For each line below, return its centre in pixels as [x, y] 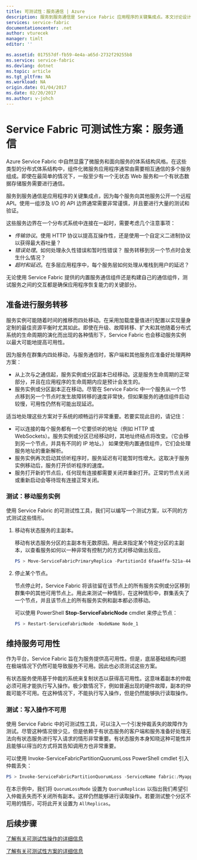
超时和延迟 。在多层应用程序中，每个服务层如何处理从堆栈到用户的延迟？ [102, 265]
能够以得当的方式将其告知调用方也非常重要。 [65, 746]
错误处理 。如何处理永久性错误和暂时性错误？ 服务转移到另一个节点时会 [100, 250]
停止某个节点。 [33, 573]
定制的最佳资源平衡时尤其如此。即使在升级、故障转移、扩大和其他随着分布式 [98, 327]
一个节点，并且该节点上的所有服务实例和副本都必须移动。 [84, 600]
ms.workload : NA [26, 82]
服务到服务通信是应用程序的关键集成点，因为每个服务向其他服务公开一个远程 [98, 196]
